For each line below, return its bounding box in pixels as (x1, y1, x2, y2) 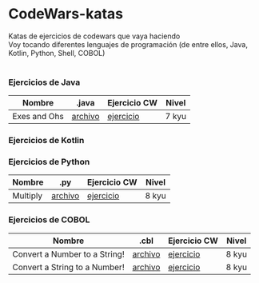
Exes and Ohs (12, 111, 64, 122)
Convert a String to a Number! (12, 261, 126, 273)
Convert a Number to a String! (12, 249, 126, 260)
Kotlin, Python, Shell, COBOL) (8, 48, 106, 58)
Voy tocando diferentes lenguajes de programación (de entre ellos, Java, (8, 39, 248, 49)
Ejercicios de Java (8, 77, 81, 88)
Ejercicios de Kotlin (8, 135, 85, 146)
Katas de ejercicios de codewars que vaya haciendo (8, 31, 181, 41)
